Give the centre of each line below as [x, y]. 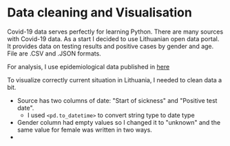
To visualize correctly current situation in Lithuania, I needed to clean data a [115, 80]
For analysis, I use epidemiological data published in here [88, 66]
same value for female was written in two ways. [85, 130]
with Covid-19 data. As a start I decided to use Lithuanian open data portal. [113, 38]
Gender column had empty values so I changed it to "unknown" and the [119, 122]
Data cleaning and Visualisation [100, 13]
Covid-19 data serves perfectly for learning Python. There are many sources [115, 32]
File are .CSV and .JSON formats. [54, 53]
